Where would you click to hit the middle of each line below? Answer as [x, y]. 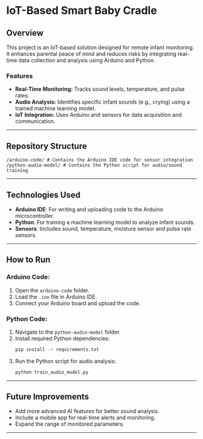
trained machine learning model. [55, 108]
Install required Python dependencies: [62, 338]
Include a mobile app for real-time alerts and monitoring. [85, 418]
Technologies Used [43, 195]
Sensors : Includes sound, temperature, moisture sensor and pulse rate [103, 228]
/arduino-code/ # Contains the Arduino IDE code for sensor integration [100, 160]
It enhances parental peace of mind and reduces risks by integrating [91, 54]
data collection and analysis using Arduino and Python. [87, 60]
